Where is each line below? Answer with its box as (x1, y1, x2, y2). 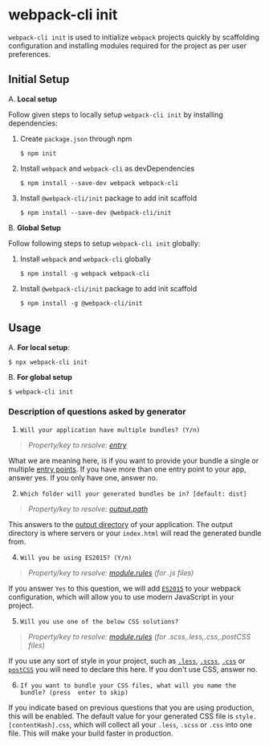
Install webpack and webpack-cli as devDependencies (19, 163, 195, 173)
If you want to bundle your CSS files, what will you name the (19, 682, 237, 690)
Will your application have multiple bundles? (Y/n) (19, 426, 201, 434)
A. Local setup (8, 94, 58, 104)
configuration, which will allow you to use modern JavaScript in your (8, 591, 235, 601)
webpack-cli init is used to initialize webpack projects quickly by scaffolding (8, 32, 259, 42)
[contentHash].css (8, 721, 70, 729)
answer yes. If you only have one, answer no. (8, 472, 158, 482)
